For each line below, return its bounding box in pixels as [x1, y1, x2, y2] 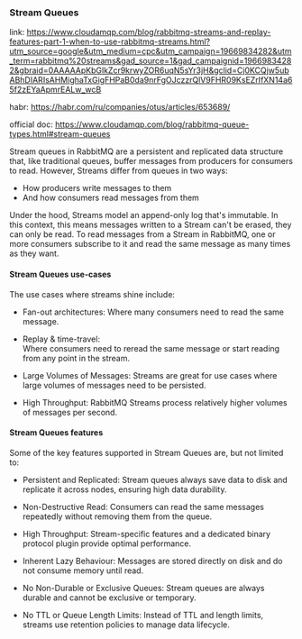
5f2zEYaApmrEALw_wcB [9, 84, 102, 96]
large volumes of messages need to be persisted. [22, 379, 206, 390]
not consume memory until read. [22, 565, 144, 576]
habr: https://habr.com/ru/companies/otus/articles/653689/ [9, 102, 231, 113]
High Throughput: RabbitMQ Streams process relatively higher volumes [22, 397, 288, 407]
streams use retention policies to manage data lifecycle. [22, 619, 230, 630]
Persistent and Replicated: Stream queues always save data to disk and [22, 474, 288, 485]
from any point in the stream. [22, 352, 131, 363]
